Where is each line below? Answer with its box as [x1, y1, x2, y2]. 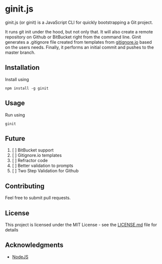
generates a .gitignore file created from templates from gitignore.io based [5, 39, 152, 45]
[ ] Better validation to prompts [12, 163, 74, 168]
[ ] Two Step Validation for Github [12, 168, 79, 174]
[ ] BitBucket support [12, 147, 54, 153]
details [5, 227, 18, 232]
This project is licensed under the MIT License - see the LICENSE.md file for [5, 222, 157, 228]
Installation [5, 64, 40, 72]
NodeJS [12, 254, 29, 260]
